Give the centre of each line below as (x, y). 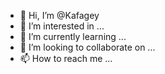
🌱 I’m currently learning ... (73, 36)
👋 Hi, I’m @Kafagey (59, 15)
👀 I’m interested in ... (62, 26)
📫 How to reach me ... (66, 58)
